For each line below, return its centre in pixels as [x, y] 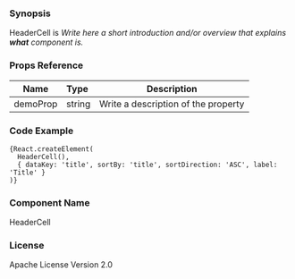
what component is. [46, 42]
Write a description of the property [172, 104]
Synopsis [30, 13]
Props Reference [46, 65]
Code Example [42, 131]
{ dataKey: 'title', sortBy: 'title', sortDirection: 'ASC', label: [147, 165]
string [79, 104]
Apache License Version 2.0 [61, 265]
